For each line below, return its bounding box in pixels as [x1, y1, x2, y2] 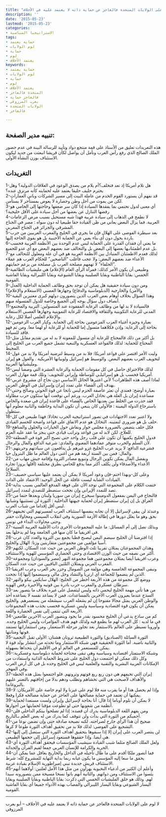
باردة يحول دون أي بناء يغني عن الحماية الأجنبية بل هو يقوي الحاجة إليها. [5, 234, 134, 240]
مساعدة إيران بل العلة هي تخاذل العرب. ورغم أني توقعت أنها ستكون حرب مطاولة [5, 392, 154, 398]
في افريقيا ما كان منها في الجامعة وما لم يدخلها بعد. [5, 529, 99, 535]
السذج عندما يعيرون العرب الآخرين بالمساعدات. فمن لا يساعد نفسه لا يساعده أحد [5, 592, 154, 598]
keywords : [5, 62, 26, 67]
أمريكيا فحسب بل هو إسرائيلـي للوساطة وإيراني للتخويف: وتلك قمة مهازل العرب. [5, 371, 153, 377]
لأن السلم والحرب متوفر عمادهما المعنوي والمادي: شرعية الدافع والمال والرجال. [5, 440, 151, 446]
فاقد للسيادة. [5, 329, 30, 335]
